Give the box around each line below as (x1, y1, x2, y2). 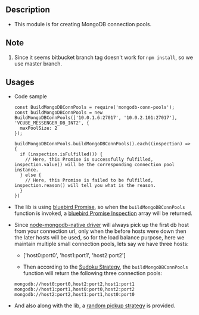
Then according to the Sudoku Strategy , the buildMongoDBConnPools (23, 263, 188, 270)
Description (5, 5, 50, 15)
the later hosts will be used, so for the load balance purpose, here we (14, 234, 185, 241)
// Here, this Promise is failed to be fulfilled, (25, 177, 154, 183)
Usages (5, 77, 35, 88)
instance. (14, 167, 39, 173)
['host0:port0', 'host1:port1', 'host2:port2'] (23, 252, 126, 259)
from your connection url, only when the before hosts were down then (14, 227, 186, 235)
